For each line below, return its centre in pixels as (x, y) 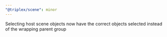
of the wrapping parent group (36, 29)
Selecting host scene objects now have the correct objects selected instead (84, 24)
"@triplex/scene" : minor (31, 10)
